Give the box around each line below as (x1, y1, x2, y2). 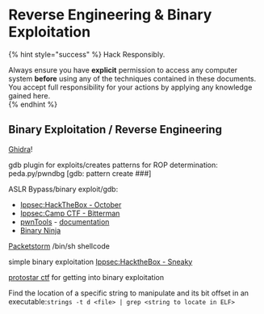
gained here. (8, 90, 51, 100)
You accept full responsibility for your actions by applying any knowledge (8, 82, 253, 92)
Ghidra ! (8, 144, 33, 154)
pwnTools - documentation (19, 216, 110, 227)
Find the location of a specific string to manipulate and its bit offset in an (8, 288, 249, 298)
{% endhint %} (8, 99, 58, 109)
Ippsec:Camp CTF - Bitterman (19, 208, 120, 218)
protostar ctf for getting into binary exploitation (8, 272, 164, 282)
